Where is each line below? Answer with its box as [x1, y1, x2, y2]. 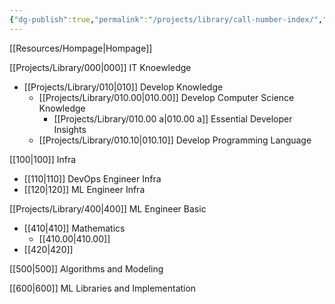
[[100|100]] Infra [9, 153, 77, 165]
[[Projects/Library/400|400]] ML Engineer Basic [9, 202, 207, 215]
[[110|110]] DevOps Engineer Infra [23, 172, 162, 185]
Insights [53, 123, 87, 135]
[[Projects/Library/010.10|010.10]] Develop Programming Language [38, 134, 312, 146]
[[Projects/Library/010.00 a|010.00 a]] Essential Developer [53, 112, 293, 125]
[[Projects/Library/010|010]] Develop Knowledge [23, 81, 224, 93]
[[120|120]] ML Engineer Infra [23, 183, 146, 195]
